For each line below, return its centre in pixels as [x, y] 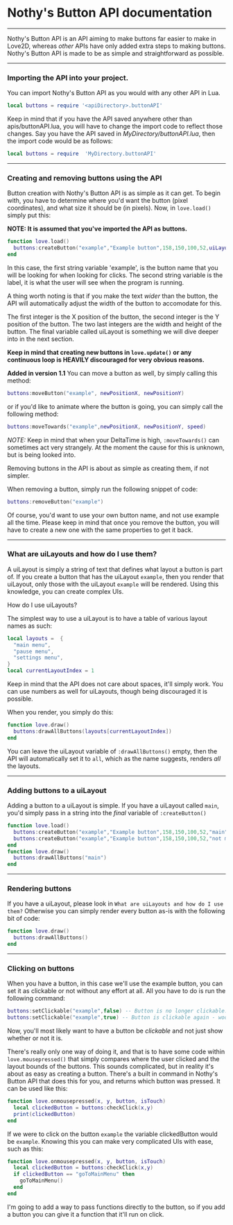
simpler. [18, 475]
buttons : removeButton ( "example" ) [55, 501]
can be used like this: [37, 1089]
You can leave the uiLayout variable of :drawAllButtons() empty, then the [112, 751]
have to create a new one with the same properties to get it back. [100, 530]
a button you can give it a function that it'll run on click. [86, 1214]
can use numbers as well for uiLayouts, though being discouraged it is [107, 692]
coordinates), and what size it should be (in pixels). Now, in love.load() [109, 208]
